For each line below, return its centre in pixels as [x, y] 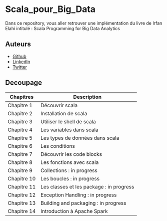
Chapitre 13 [22, 203]
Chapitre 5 [20, 138]
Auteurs [18, 44]
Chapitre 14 [22, 211]
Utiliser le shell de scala [68, 121]
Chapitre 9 [20, 170]
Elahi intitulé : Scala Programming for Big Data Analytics [62, 28]
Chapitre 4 [20, 130]
